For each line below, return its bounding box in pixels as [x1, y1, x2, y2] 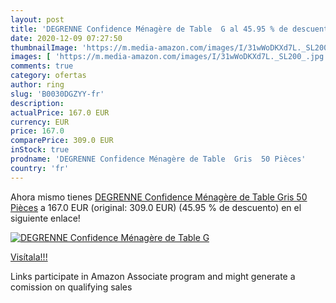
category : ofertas [10, 71, 87, 81]
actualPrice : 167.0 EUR [10, 107, 110, 118]
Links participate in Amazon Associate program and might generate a [10, 270, 296, 282]
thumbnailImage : [10, 42, 78, 53]
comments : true [10, 61, 74, 71]
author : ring [10, 80, 65, 90]
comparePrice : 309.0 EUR [10, 136, 114, 146]
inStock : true [10, 145, 70, 155]
